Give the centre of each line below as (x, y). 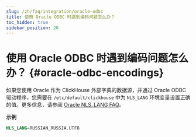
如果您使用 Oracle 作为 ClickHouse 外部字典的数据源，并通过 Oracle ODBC (96, 90)
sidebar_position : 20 (32, 28)
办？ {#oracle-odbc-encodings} (85, 73)
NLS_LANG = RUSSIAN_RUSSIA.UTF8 (43, 128)
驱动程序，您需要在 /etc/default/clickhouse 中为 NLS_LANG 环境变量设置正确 (98, 97)
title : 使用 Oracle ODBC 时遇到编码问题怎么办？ (61, 17)
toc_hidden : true (27, 22)
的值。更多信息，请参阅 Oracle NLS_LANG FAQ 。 (65, 105)
